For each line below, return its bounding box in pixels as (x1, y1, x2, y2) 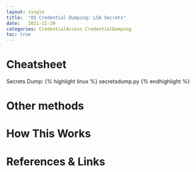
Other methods (6, 99, 84, 113)
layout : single (6, 9, 45, 15)
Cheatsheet (6, 58, 67, 72)
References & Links (6, 154, 106, 168)
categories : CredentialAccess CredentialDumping (6, 26, 132, 32)
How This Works (6, 127, 91, 140)
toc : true (6, 32, 32, 38)
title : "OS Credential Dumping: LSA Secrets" (6, 15, 126, 21)
